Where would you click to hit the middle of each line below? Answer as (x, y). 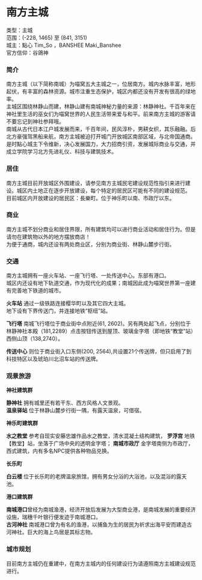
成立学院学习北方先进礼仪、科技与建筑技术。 (62, 151)
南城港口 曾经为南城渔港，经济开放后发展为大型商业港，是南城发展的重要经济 (101, 510)
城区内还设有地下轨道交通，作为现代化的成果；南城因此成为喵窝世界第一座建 (101, 283)
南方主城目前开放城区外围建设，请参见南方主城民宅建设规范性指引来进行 (96, 183)
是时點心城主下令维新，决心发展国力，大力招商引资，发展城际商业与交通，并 (101, 144)
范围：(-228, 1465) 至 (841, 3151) (47, 37)
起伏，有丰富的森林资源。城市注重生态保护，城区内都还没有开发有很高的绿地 (101, 91)
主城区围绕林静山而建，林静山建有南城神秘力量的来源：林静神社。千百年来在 (101, 106)
